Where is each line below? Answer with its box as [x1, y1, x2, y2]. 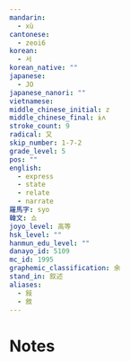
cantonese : [9, 30, 50, 39]
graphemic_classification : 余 [9, 264, 121, 273]
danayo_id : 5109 [9, 247, 70, 256]
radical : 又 [9, 130, 53, 139]
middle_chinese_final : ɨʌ [9, 113, 106, 122]
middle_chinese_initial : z [9, 105, 110, 114]
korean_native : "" [9, 64, 78, 73]
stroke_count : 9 [9, 122, 70, 131]
